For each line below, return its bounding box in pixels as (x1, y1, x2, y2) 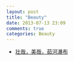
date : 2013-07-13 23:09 (6, 20, 66, 26)
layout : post (6, 8, 39, 15)
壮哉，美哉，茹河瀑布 (14, 48, 68, 56)
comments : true (6, 25, 45, 32)
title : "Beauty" (6, 14, 47, 20)
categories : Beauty (6, 31, 55, 37)
